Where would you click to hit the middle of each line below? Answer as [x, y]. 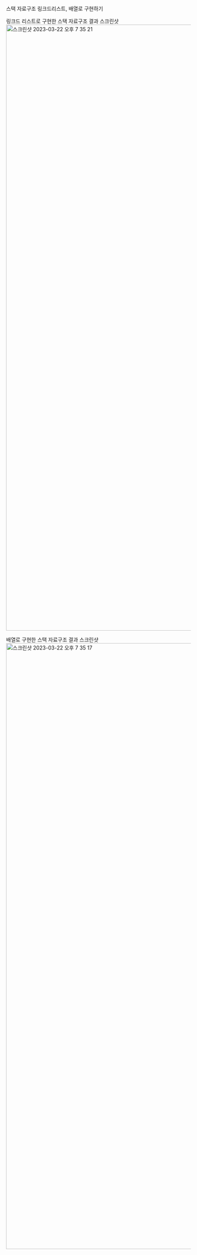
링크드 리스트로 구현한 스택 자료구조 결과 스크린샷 [62, 21]
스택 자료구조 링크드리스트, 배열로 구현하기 [55, 9]
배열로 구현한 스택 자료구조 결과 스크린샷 [52, 640]
